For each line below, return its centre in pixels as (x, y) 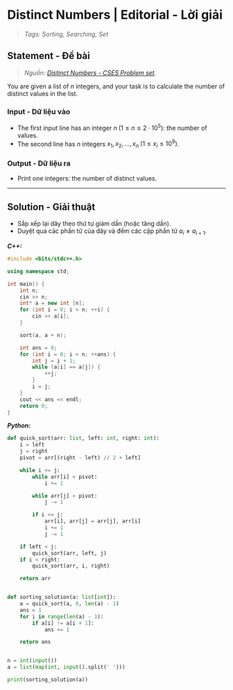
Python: (19, 426)
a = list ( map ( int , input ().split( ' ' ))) (67, 667)
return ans (35, 642)
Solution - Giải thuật (51, 207)
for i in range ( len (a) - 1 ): (62, 616)
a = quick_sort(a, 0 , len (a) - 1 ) (69, 604)
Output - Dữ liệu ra (39, 163)
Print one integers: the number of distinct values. (87, 179)
